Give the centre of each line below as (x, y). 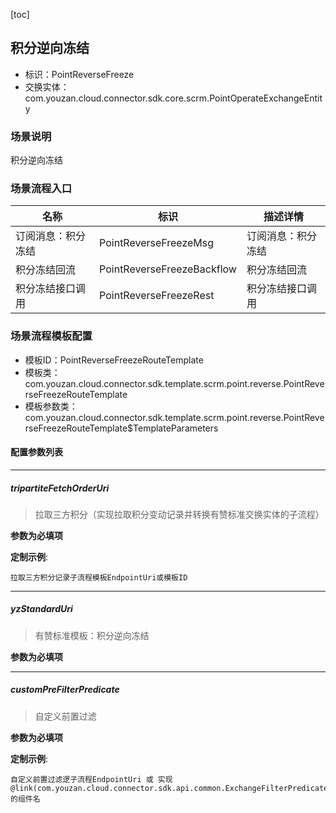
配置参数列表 (36, 452)
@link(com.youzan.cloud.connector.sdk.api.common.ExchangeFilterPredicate (169, 788)
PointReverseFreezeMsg (157, 243)
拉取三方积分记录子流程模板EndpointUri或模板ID (99, 577)
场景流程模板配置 (51, 336)
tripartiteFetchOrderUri (60, 488)
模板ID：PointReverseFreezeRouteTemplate (114, 360)
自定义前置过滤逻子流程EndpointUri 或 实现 (91, 779)
